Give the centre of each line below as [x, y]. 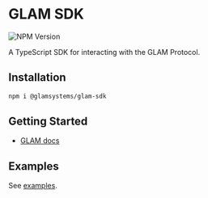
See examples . [33, 186]
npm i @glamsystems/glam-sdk [57, 96]
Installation [37, 78]
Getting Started [48, 122]
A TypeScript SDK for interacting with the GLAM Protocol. [104, 52]
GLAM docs [40, 141]
